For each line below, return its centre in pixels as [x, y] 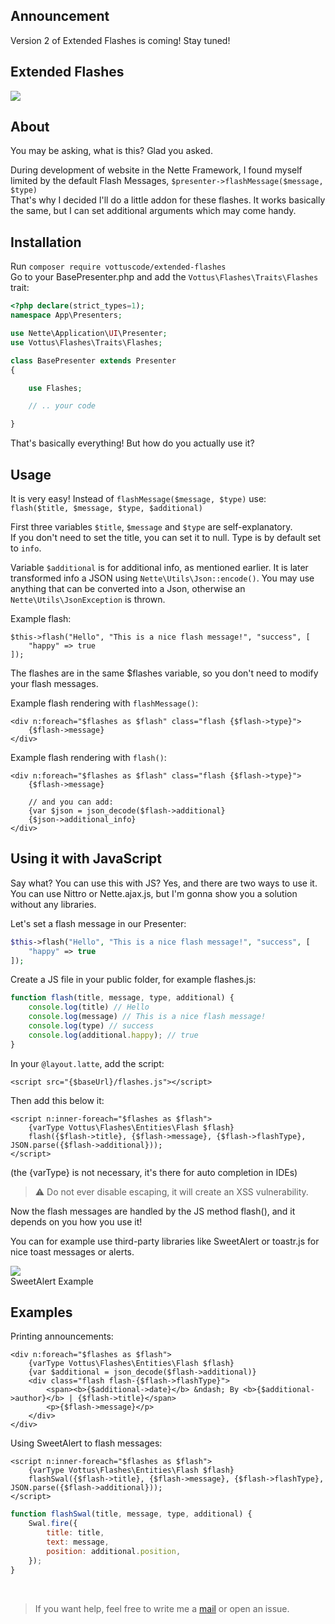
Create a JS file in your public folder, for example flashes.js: [133, 980]
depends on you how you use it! [76, 1221]
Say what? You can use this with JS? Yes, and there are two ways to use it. [164, 883]
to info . [26, 548]
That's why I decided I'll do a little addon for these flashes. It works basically [168, 200]
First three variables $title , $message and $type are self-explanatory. [151, 526]
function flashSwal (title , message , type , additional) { [131, 1514]
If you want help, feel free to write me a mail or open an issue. [162, 1608]
